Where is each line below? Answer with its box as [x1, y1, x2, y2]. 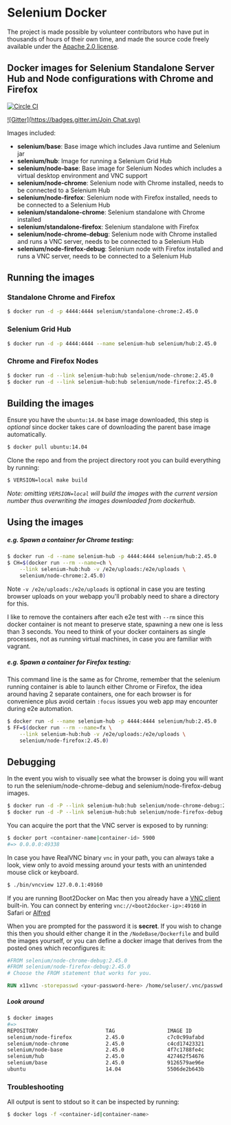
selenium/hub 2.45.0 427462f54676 [7, 1053, 205, 1060]
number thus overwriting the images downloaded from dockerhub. [7, 497, 196, 505]
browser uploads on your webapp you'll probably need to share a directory [7, 592, 219, 600]
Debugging [7, 756, 56, 767]
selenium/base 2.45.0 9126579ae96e [7, 1060, 205, 1066]
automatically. [7, 431, 47, 439]
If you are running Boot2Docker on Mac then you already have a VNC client [7, 894, 221, 902]
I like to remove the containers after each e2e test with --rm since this [7, 612, 204, 621]
